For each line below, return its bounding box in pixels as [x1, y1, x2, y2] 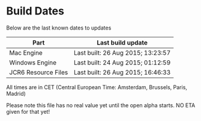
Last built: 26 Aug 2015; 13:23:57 [74, 48, 171, 57]
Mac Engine [9, 48, 43, 57]
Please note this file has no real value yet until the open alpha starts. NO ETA [6, 101, 196, 109]
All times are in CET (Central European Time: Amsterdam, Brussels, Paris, [6, 83, 188, 91]
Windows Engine [9, 58, 57, 67]
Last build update [97, 38, 148, 46]
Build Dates [6, 4, 65, 18]
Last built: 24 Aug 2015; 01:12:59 [74, 58, 171, 67]
